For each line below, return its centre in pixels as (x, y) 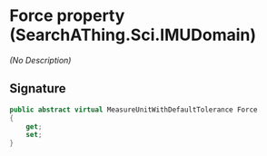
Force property (67, 16)
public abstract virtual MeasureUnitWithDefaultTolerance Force (133, 110)
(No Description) (40, 60)
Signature (38, 88)
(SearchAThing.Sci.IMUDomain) (133, 35)
